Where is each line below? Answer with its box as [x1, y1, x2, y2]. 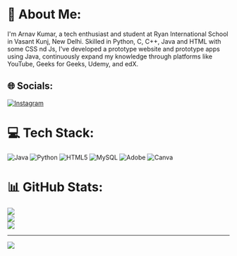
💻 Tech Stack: [7, 125, 95, 140]
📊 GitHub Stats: [7, 179, 104, 195]
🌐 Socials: [7, 80, 54, 92]
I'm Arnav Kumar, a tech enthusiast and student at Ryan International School [7, 30, 229, 38]
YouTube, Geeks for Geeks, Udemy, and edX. [7, 59, 139, 68]
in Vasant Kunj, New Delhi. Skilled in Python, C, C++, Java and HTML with [7, 37, 221, 45]
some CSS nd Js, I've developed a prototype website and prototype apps [7, 44, 220, 53]
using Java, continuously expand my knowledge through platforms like [7, 52, 213, 61]
